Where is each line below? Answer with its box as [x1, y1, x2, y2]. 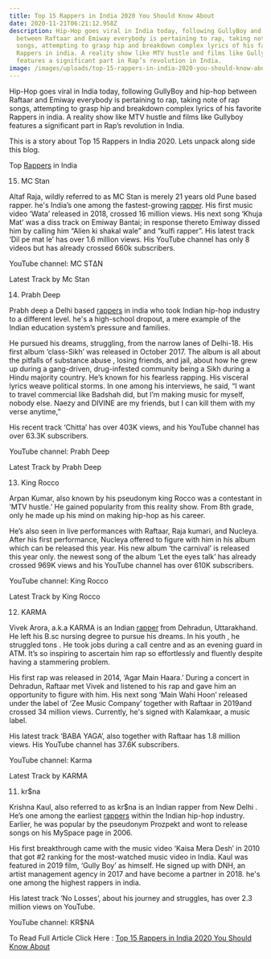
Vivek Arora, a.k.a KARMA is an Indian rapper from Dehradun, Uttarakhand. [9, 622, 258, 633]
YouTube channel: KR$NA [9, 917, 95, 927]
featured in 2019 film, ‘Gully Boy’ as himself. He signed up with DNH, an [9, 860, 246, 870]
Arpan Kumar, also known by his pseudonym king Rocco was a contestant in [9, 493, 262, 503]
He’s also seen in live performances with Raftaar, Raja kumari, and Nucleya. [9, 525, 259, 536]
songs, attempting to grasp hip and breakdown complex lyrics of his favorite [9, 103, 262, 113]
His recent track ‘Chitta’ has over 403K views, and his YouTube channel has [9, 422, 260, 432]
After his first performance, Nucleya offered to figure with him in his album [9, 534, 256, 544]
